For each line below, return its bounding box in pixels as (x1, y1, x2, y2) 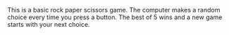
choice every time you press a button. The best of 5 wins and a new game (7, 13, 223, 21)
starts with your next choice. (7, 21, 90, 28)
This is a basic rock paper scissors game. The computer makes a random (7, 6, 221, 14)
